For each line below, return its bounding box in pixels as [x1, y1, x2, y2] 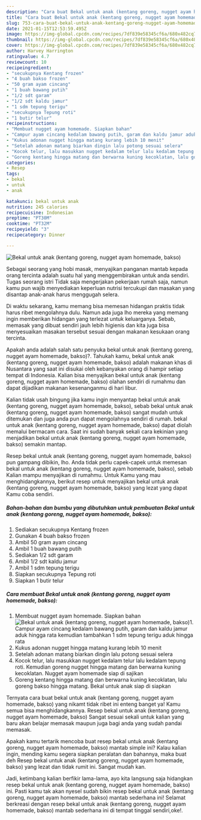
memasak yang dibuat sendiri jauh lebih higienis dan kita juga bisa [6, 321, 169, 329]
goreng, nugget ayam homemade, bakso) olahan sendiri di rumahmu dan [6, 378, 186, 385]
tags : [6, 171, 20, 177]
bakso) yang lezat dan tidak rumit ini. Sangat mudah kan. [6, 763, 147, 770]
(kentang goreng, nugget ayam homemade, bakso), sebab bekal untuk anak [6, 402, 193, 409]
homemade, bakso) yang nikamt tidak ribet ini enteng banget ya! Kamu [6, 700, 181, 708]
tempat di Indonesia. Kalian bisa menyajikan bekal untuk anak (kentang [6, 371, 181, 378]
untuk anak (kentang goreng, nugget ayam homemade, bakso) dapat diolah [6, 421, 193, 428]
